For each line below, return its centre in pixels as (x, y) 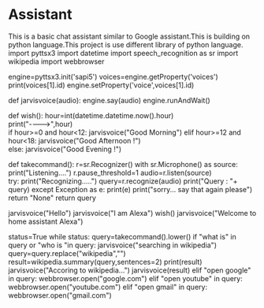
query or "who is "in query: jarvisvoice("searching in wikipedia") (112, 245)
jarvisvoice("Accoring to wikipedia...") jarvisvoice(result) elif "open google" (130, 270)
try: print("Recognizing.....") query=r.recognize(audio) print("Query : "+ (123, 181)
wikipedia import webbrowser (56, 61)
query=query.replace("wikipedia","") (67, 253)
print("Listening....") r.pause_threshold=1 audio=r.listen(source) (110, 173)
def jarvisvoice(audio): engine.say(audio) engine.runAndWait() (109, 100)
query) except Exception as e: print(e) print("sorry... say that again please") (130, 189)
